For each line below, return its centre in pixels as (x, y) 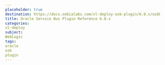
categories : (17, 23)
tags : (11, 42)
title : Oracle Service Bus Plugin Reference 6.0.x (58, 19)
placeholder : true (24, 10)
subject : (14, 32)
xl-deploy (15, 28)
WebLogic (14, 37)
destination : (18, 14)
